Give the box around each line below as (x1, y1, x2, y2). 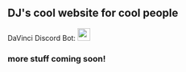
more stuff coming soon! (7, 53, 106, 64)
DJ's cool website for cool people (7, 6, 179, 20)
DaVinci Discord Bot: (7, 33, 76, 42)
